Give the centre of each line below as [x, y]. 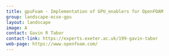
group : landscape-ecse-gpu [39, 17]
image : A [17, 28]
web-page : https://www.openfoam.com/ [52, 44]
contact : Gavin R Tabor [35, 33]
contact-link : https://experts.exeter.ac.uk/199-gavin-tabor [82, 38]
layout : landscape [28, 22]
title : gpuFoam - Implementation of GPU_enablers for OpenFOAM [85, 11]
